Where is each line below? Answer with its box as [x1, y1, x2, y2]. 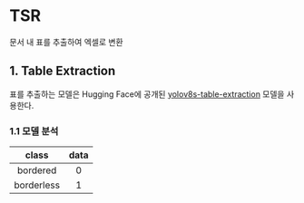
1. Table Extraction [9, 63, 116, 79]
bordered [16, 164, 57, 177]
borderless [14, 179, 61, 191]
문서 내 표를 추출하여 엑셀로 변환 [9, 36, 124, 47]
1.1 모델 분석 [9, 124, 59, 137]
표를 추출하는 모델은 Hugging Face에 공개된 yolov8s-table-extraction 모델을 [9, 88, 285, 100]
